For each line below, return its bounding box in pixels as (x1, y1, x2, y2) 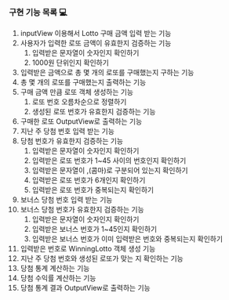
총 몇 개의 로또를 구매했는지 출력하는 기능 (20, 78, 147, 87)
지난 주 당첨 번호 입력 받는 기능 (20, 127, 114, 136)
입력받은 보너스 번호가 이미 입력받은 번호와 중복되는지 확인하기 (31, 234, 223, 244)
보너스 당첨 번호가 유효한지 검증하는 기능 (20, 205, 144, 215)
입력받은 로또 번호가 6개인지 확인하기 (31, 175, 146, 185)
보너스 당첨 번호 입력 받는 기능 (20, 195, 113, 204)
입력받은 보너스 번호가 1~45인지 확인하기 (31, 225, 158, 234)
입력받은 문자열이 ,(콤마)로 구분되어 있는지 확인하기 (31, 166, 188, 175)
